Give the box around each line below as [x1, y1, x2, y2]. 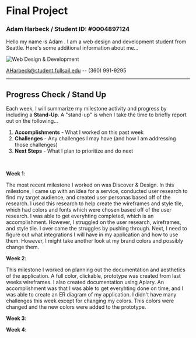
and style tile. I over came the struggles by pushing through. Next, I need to [6, 225, 188, 232]
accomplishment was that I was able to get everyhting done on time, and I [6, 285, 184, 292]
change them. [6, 244, 40, 251]
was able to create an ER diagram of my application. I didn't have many [6, 291, 177, 298]
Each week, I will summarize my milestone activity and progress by [6, 105, 167, 112]
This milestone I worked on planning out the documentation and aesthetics [6, 266, 185, 273]
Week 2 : [6, 255, 26, 262]
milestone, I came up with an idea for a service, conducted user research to [6, 188, 188, 195]
